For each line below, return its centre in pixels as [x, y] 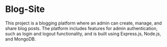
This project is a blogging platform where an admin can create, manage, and [83, 23]
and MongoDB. [21, 39]
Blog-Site [25, 9]
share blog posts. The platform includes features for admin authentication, [82, 28]
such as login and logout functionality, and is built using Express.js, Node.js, [83, 33]
